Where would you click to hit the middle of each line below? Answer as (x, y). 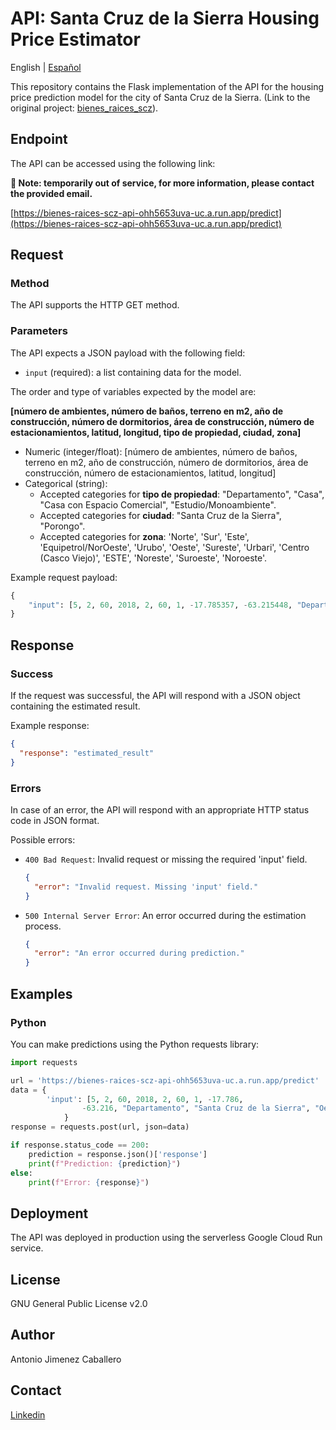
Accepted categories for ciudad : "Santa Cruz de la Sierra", (160, 515)
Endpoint (39, 139)
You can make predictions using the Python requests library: (135, 1044)
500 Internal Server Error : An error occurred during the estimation (165, 915)
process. (43, 926)
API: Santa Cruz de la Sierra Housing (165, 18)
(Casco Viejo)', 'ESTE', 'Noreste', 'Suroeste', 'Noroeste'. (153, 558)
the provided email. (51, 193)
